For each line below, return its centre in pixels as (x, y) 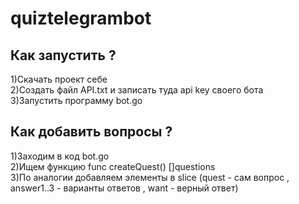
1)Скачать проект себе (59, 79)
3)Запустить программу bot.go (76, 100)
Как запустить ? (63, 55)
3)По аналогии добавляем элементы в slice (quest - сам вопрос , (150, 177)
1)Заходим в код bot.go (60, 156)
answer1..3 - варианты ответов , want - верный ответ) (124, 188)
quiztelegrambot (81, 18)
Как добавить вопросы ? (91, 132)
